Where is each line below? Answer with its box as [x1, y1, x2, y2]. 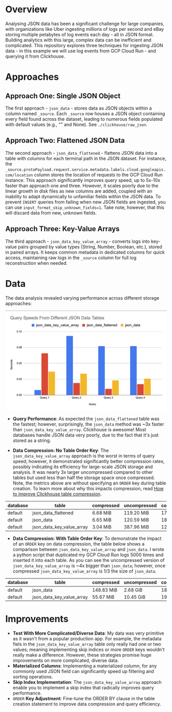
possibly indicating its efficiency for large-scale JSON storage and [12, 464, 153, 470]
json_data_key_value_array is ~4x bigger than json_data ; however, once [12, 562, 165, 569]
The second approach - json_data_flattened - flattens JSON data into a [5, 150, 158, 156]
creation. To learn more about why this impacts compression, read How [12, 486, 164, 492]
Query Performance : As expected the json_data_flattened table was [12, 416, 160, 422]
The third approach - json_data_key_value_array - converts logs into [5, 238, 150, 244]
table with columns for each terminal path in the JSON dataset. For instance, [5, 155, 166, 161]
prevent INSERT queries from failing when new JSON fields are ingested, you [5, 199, 166, 205]
